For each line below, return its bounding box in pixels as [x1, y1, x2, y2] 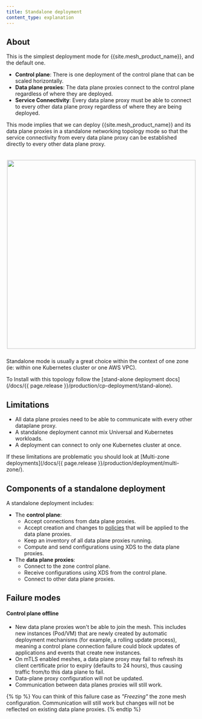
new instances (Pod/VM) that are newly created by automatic [14, 630, 168, 637]
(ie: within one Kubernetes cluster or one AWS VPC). [6, 364, 137, 372]
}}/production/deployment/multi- [98, 460, 180, 467]
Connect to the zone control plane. [24, 563, 110, 570]
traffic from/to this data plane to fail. [14, 668, 105, 675]
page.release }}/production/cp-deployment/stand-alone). [30, 382, 173, 390]
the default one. [6, 59, 46, 66]
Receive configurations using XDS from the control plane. [24, 569, 167, 576]
